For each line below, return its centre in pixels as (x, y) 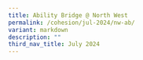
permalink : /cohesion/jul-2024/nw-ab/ (71, 23)
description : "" (35, 37)
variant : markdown (38, 30)
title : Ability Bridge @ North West (68, 15)
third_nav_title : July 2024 (54, 44)
